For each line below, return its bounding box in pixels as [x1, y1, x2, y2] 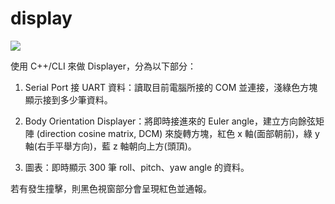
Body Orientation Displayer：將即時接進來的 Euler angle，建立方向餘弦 [24, 115, 317, 127]
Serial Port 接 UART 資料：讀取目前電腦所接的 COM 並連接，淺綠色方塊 [24, 81, 318, 93]
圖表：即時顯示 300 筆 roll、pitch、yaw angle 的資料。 [24, 161, 250, 173]
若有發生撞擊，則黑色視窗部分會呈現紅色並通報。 [10, 182, 212, 194]
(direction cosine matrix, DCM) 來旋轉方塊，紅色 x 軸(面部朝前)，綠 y [36, 127, 320, 139]
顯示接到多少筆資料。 [24, 93, 113, 106]
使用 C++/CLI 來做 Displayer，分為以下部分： [10, 60, 197, 72]
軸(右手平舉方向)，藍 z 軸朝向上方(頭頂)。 [24, 140, 197, 152]
